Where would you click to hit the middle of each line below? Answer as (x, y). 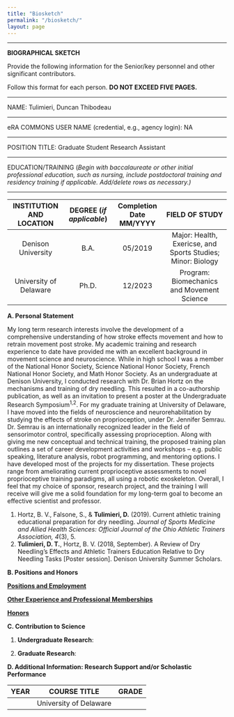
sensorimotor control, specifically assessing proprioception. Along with (109, 434)
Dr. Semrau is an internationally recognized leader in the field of (99, 427)
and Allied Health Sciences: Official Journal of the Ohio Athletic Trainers (121, 530)
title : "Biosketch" (36, 14)
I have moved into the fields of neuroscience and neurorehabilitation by (109, 413)
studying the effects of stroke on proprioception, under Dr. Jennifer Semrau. (117, 419)
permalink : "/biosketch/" (45, 20)
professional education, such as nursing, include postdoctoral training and (115, 175)
